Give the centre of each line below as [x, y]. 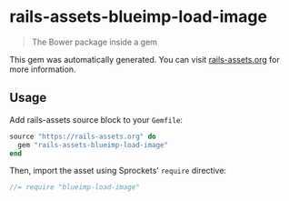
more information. [43, 69]
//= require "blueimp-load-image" [75, 187]
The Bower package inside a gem [94, 42]
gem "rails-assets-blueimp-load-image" [93, 145]
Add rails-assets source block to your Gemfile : [96, 119]
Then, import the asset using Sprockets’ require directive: [118, 171]
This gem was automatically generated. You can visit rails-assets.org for [144, 59]
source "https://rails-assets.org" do [83, 136]
